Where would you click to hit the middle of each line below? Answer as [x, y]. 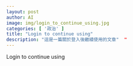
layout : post [23, 12]
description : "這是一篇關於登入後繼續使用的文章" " [67, 40]
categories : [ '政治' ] [35, 28]
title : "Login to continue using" [50, 34]
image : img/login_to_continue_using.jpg [58, 23]
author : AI [20, 17]
